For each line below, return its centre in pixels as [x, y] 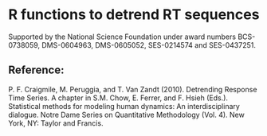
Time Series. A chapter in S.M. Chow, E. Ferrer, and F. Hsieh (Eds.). [118, 98]
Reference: [36, 70]
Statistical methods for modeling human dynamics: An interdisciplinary [124, 106]
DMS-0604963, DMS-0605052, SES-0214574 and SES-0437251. [149, 45]
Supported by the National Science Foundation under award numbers [122, 37]
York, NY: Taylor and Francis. [56, 123]
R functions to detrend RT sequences [134, 15]
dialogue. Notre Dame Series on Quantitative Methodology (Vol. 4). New [126, 115]
